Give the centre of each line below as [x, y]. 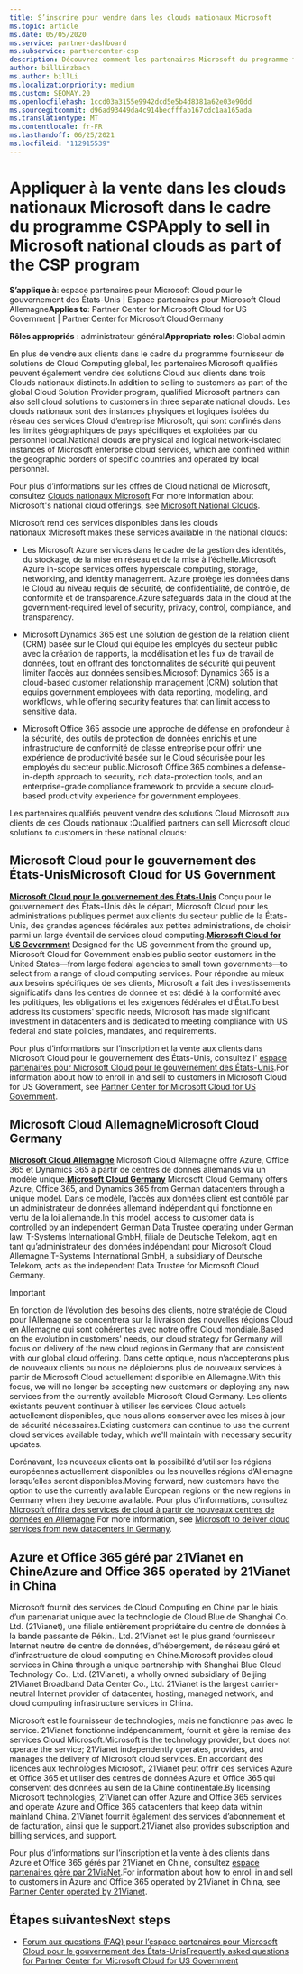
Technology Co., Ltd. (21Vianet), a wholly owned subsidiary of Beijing [138, 1674]
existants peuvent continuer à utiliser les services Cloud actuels [128, 1406]
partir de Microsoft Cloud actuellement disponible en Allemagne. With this [146, 1378]
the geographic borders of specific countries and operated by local [134, 459]
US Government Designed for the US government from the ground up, [140, 945]
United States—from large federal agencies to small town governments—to [149, 964]
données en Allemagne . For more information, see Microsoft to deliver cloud [150, 1519]
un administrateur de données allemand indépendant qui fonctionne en [141, 1208]
